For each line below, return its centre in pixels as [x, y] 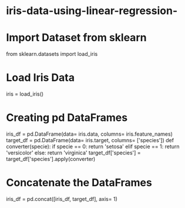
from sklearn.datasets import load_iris [52, 54]
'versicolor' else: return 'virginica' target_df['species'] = [73, 153]
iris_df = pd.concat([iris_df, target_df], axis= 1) [62, 199]
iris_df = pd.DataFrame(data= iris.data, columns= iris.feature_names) [90, 134]
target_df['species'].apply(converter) [51, 159]
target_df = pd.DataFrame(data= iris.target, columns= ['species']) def [90, 140]
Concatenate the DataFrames [79, 183]
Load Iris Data [41, 78]
